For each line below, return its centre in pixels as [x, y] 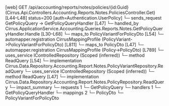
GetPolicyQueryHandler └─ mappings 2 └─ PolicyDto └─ [64, 93]
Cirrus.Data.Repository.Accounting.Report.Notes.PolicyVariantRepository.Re [84, 66]
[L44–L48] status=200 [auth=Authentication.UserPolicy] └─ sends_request [83, 18]
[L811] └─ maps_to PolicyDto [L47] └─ [104, 44]
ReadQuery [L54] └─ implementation [44, 61]
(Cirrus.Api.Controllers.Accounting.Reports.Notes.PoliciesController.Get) [80, 13]
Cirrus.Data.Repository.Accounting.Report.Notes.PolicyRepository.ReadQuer [85, 82]
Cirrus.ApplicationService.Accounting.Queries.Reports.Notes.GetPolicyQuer [84, 29]
